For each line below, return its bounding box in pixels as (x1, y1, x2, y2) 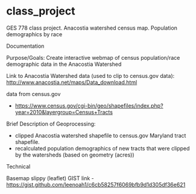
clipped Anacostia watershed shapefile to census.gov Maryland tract (14, 132, 186, 139)
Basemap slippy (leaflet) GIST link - (6, 174, 95, 182)
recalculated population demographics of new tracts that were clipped (14, 144, 190, 152)
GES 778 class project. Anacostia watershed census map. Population (6, 24, 178, 31)
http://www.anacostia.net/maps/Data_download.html (6, 79, 138, 86)
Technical (6, 163, 31, 170)
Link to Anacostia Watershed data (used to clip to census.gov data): (6, 72, 175, 79)
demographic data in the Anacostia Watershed (6, 60, 122, 68)
